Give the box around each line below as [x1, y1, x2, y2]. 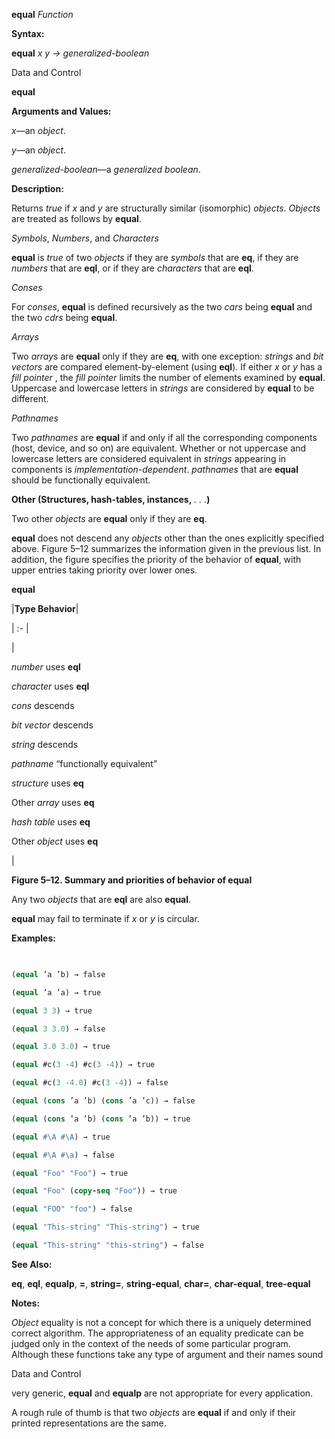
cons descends [11, 700, 75, 711]
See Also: [11, 1258, 53, 1270]
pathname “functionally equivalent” [11, 758, 158, 769]
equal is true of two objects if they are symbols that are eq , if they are [11, 252, 299, 263]
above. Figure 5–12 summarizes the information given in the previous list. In [11, 543, 322, 554]
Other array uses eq [11, 797, 95, 808]
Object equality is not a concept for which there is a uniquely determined [11, 1316, 312, 1328]
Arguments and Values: [11, 105, 112, 117]
